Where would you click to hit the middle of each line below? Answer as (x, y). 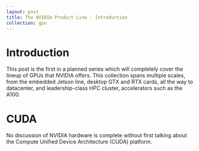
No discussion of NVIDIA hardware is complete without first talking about (97, 135)
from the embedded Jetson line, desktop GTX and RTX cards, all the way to (100, 82)
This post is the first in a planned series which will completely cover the (95, 69)
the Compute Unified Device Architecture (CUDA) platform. (79, 142)
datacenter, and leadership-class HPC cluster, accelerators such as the (94, 88)
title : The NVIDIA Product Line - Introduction (67, 17)
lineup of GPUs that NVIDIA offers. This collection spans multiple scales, (96, 75)
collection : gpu (26, 23)
